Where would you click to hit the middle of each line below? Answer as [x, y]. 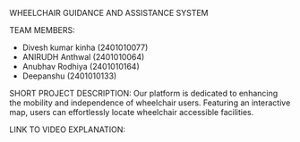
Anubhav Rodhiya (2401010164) [81, 67]
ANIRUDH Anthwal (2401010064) [83, 57]
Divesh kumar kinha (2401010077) [85, 47]
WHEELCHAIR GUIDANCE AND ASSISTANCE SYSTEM [109, 13]
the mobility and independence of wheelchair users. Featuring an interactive [150, 103]
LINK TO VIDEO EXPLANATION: [67, 129]
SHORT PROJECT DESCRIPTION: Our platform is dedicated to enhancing [144, 93]
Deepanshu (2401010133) [69, 76]
